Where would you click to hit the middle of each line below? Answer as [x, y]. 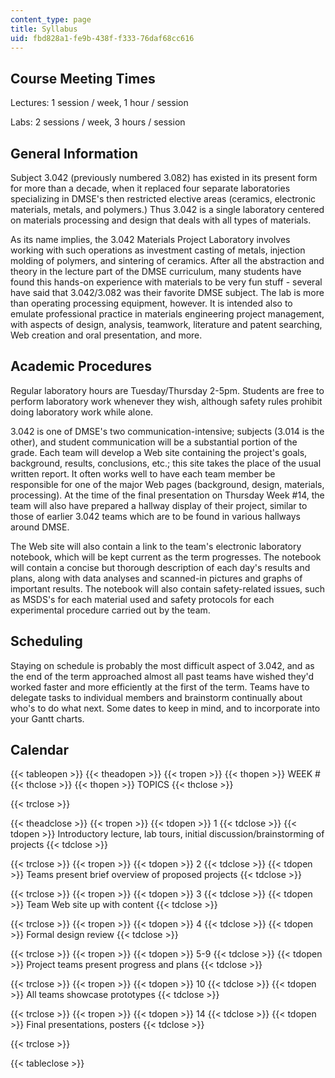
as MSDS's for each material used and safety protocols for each [142, 599]
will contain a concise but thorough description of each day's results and [160, 567]
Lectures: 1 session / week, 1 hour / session [99, 103]
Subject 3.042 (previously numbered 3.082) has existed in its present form [164, 177]
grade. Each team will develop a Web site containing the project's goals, [159, 452]
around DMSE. [40, 527]
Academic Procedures [81, 366]
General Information [74, 153]
